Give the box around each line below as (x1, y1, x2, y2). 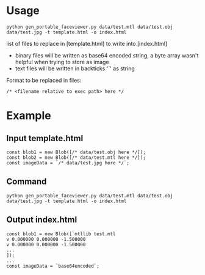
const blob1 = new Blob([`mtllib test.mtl (6, 230, 116, 237)
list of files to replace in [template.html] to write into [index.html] (6, 40, 168, 47)
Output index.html (6, 215, 77, 225)
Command (6, 177, 47, 187)
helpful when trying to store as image (15, 58, 109, 65)
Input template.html (6, 133, 84, 144)
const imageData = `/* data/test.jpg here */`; (6, 159, 130, 166)
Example (6, 109, 51, 123)
